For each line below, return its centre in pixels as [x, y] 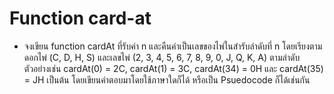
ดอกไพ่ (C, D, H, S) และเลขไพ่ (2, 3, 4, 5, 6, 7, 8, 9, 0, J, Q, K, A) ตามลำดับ [162, 57]
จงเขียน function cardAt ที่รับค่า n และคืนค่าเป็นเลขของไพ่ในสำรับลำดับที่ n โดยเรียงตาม [173, 46]
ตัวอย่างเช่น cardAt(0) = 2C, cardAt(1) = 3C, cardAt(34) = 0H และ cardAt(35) [173, 68]
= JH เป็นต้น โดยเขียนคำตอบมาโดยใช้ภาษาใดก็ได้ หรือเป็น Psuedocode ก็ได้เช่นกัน [167, 79]
